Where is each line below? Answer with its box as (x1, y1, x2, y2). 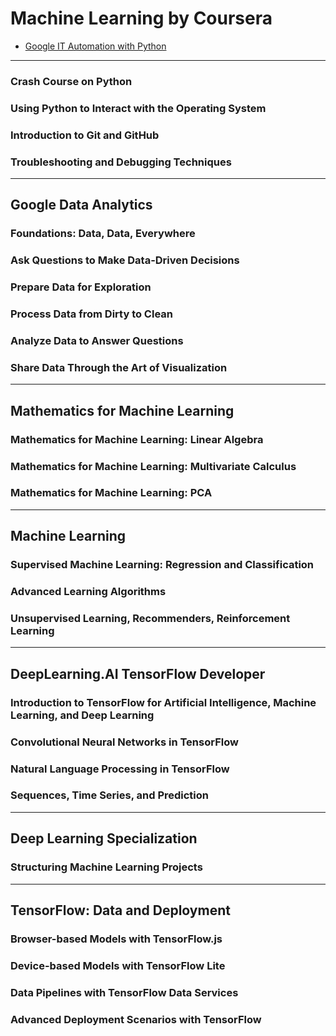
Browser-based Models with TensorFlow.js (10, 932, 223, 946)
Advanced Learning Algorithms (10, 585, 167, 599)
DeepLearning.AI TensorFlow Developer (10, 665, 266, 682)
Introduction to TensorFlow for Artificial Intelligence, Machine (10, 695, 317, 709)
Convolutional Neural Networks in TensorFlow (10, 735, 239, 749)
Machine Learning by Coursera (10, 7, 273, 30)
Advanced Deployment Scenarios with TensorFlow (10, 1012, 262, 1026)
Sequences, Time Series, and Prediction (10, 788, 210, 802)
